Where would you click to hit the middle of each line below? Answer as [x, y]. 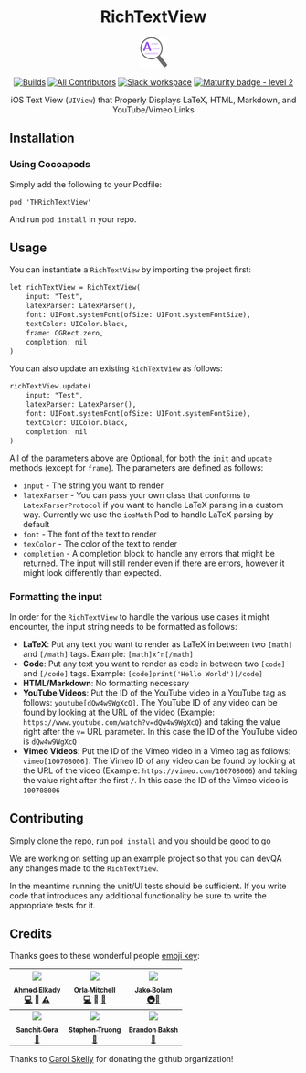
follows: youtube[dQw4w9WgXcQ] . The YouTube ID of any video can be [150, 702]
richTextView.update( [51, 387]
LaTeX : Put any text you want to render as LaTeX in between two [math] [158, 644]
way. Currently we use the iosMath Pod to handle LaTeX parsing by [148, 515]
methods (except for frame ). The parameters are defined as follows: [137, 468]
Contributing [47, 818]
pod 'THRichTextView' [51, 202]
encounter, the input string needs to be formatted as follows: [123, 626]
